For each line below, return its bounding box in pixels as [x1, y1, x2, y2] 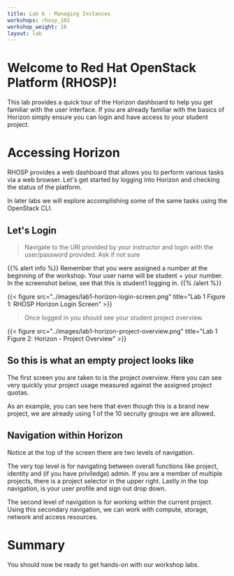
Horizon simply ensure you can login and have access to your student [7, 113, 208, 121]
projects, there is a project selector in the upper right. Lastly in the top [7, 476, 208, 485]
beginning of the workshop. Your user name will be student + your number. [7, 271, 224, 280]
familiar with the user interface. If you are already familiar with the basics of [7, 106, 225, 114]
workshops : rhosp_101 [7, 17, 71, 24]
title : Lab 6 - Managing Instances [7, 10, 111, 18]
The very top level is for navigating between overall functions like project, [7, 462, 219, 470]
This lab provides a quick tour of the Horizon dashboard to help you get [7, 98, 213, 107]
